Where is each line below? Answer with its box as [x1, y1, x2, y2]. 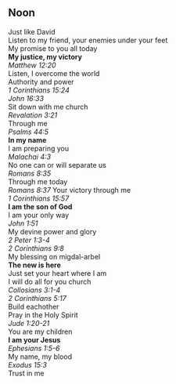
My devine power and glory [8, 226, 97, 236]
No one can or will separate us [8, 160, 107, 169]
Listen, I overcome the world [8, 68, 100, 78]
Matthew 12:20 [8, 60, 56, 70]
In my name [8, 135, 47, 144]
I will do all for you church [8, 277, 92, 286]
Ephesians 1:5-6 [8, 343, 60, 353]
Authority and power [8, 77, 74, 86]
